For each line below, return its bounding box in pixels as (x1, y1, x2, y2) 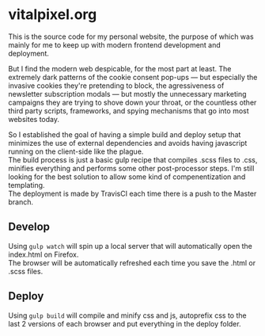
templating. (8, 180, 45, 189)
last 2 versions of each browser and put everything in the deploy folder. (8, 319, 241, 328)
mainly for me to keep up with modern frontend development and (8, 40, 221, 49)
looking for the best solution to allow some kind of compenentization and (8, 172, 246, 181)
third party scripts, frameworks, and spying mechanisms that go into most (8, 105, 249, 116)
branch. (8, 197, 34, 207)
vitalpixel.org (8, 6, 97, 24)
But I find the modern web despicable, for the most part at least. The (8, 63, 232, 73)
